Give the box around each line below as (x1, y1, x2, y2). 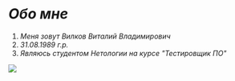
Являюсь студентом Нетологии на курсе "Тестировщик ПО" (19, 48, 227, 58)
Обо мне (8, 5, 69, 23)
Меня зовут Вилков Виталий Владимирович (19, 31, 171, 41)
